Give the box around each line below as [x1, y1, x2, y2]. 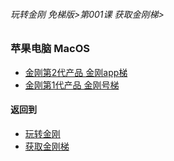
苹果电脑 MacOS [10, 42, 90, 56]
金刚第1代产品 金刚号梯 [24, 79, 120, 91]
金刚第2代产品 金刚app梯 [24, 66, 128, 78]
